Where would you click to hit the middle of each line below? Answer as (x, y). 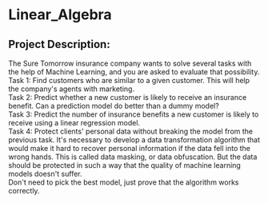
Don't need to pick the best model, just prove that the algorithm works (124, 182)
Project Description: (59, 44)
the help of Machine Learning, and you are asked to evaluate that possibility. (134, 72)
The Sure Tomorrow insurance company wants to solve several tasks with (130, 63)
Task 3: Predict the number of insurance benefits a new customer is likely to (134, 114)
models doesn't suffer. (45, 174)
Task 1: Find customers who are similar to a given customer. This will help (129, 80)
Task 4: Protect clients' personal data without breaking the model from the (131, 131)
